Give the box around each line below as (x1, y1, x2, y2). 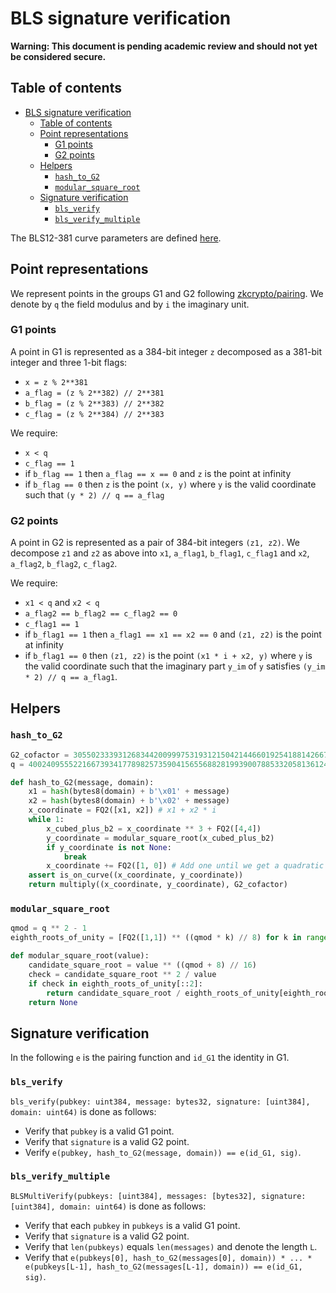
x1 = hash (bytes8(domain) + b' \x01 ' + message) (28, 787, 230, 797)
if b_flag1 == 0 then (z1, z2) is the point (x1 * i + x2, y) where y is (24, 650, 313, 662)
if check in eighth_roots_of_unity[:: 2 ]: (28, 978, 203, 989)
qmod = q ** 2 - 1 (10, 923, 87, 934)
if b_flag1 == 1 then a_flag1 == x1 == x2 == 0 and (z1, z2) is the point (24, 628, 322, 641)
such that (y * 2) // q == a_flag (24, 488, 165, 501)
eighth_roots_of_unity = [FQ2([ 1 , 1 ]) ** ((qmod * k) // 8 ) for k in (10, 933, 302, 943)
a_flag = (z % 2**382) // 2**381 (24, 388, 165, 398)
